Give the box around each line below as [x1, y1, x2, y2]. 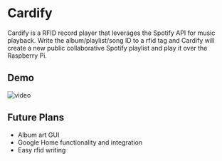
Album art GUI [17, 130, 60, 139]
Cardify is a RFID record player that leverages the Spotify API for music [7, 28, 216, 37]
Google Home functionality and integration [17, 137, 143, 147]
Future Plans [7, 112, 65, 124]
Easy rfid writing [17, 145, 66, 154]
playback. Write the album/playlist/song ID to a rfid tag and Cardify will [7, 36, 215, 44]
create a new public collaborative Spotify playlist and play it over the [7, 43, 208, 52]
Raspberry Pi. [7, 51, 48, 60]
